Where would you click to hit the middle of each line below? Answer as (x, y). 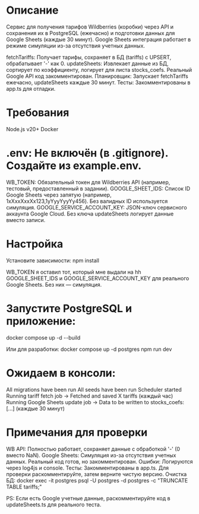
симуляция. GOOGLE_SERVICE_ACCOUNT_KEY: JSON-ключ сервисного (97, 207)
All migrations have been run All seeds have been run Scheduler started (94, 389)
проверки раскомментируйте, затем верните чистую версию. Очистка (97, 474)
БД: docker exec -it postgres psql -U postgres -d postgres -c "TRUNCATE (97, 480)
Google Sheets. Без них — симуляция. (54, 284)
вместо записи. (26, 220)
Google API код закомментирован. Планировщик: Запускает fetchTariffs (97, 76)
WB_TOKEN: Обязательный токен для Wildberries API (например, (88, 182)
